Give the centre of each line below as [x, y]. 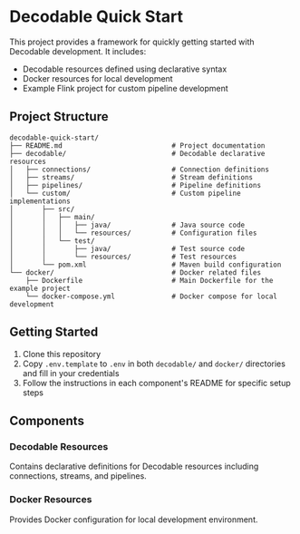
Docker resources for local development [98, 78]
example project [40, 288]
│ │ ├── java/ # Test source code [127, 248]
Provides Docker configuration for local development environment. [134, 519]
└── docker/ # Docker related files [135, 272]
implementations [40, 201]
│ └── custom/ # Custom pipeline [126, 193]
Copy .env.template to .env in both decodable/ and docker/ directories [154, 364]
